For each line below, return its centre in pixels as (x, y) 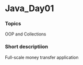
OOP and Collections (26, 34)
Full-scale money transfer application (42, 57)
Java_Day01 (30, 8)
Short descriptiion (27, 47)
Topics (13, 24)
